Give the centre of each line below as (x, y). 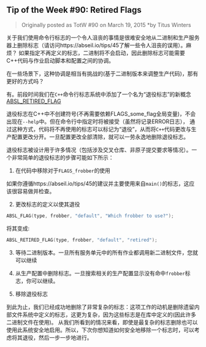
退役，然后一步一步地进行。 (57, 337)
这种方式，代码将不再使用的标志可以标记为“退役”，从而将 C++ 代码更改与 (101, 129)
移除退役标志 (31, 294)
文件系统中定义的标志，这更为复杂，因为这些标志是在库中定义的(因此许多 (104, 315)
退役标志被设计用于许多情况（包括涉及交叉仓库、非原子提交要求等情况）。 (99, 150)
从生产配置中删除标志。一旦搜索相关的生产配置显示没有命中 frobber (100, 273)
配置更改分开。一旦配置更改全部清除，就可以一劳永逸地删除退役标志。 (100, 137)
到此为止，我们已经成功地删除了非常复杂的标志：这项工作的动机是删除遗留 (100, 307)
